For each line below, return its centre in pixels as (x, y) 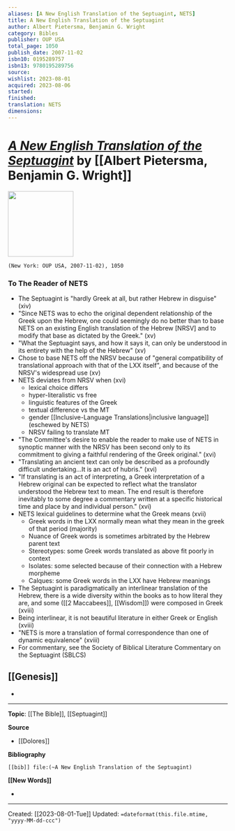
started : (21, 92)
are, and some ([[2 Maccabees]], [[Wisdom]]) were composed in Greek (120, 602)
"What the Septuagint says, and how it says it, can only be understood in (122, 342)
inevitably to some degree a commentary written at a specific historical (120, 499)
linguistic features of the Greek (73, 402)
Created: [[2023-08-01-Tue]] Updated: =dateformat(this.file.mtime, (108, 814)
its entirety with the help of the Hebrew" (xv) (82, 350)
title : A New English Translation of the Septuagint (86, 20)
